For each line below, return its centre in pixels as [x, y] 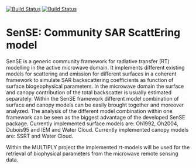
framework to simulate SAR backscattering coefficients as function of [90, 80]
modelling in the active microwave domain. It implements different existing [96, 67]
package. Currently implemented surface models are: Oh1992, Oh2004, [92, 124]
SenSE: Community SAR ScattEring [93, 33]
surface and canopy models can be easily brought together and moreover [95, 105]
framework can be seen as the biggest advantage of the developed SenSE [96, 117]
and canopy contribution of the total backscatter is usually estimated [89, 92]
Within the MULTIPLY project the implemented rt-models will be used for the [98, 147]
